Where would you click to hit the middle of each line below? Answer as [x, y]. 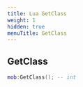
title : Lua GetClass [37, 14]
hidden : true [26, 26]
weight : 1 [22, 20]
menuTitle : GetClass [37, 33]
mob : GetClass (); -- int [42, 77]
